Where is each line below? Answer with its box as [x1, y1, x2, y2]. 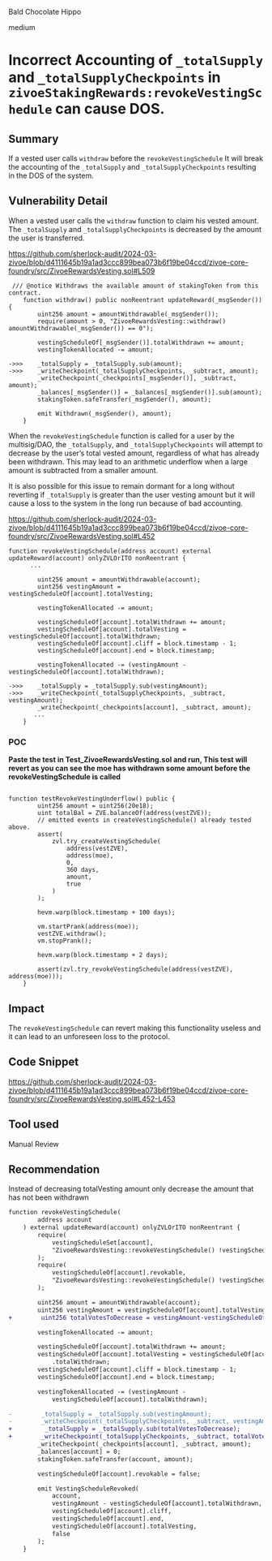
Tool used [8, 1118, 59, 1132]
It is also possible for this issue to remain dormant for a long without [8, 481, 235, 490]
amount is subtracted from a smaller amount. [8, 465, 159, 475]
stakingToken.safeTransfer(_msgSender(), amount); [37, 395, 212, 403]
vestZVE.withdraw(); [37, 929, 107, 938]
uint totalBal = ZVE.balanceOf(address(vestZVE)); [37, 809, 212, 817]
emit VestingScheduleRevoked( [37, 1485, 139, 1493]
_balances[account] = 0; [37, 1447, 121, 1455]
